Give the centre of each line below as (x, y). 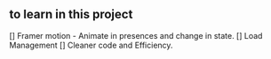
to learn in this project (71, 15)
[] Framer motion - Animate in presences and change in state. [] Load (136, 35)
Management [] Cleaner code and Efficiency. (91, 45)
